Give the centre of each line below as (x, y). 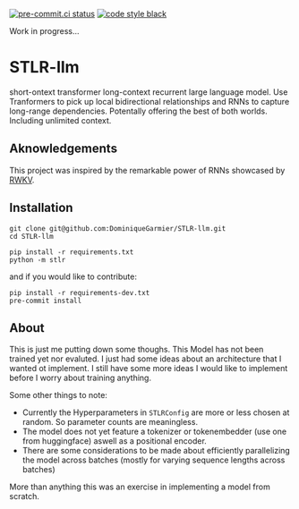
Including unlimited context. (60, 120)
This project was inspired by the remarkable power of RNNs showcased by (147, 170)
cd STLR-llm (31, 236)
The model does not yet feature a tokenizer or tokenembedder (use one (154, 432)
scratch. (25, 496)
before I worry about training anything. (81, 378)
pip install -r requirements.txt (72, 252)
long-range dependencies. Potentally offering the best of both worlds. (139, 111)
